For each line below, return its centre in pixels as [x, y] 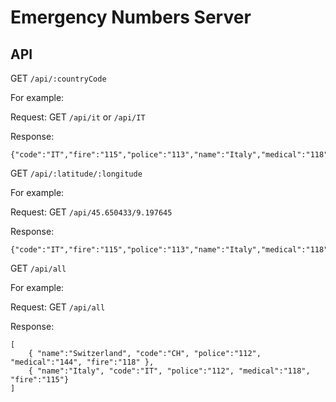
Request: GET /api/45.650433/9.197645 [91, 212]
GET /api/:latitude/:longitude [76, 173]
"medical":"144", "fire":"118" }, [82, 362]
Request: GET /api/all [58, 307]
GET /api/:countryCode [58, 78]
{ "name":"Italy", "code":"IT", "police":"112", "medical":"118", [169, 371]
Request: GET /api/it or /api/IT [78, 117]
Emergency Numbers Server [131, 17]
